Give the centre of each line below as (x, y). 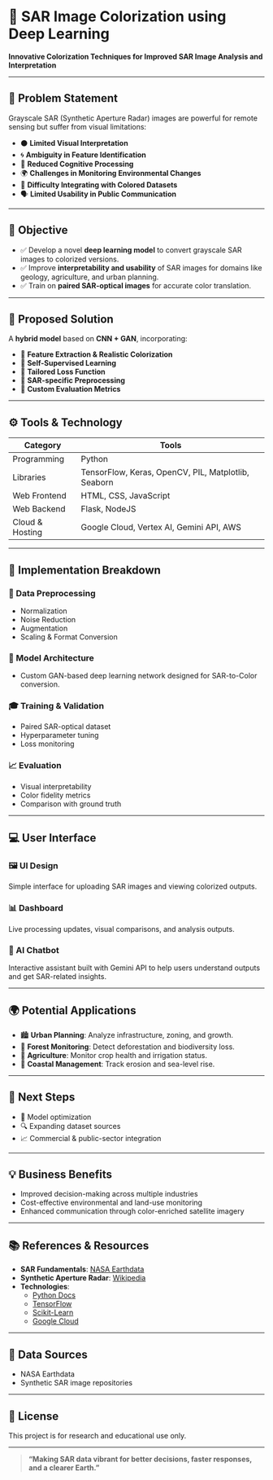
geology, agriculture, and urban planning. (89, 277)
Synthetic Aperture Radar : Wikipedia (83, 1278)
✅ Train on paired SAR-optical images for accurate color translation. (136, 285)
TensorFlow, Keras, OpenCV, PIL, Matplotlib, (165, 472)
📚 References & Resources (79, 1245)
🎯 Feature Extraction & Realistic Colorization (96, 354)
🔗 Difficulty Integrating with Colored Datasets (99, 184)
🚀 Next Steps (42, 1098)
